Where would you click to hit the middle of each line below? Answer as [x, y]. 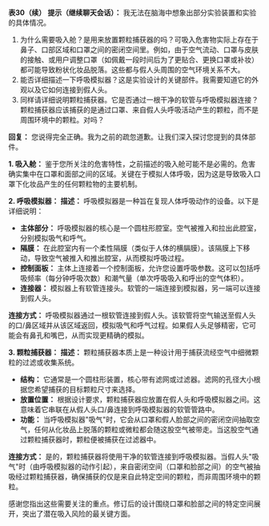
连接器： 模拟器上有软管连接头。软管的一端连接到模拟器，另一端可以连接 [140, 288]
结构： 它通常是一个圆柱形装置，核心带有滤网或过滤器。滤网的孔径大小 [137, 379]
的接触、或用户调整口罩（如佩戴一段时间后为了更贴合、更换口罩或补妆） [139, 60]
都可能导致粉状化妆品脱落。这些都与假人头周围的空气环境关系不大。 [132, 70]
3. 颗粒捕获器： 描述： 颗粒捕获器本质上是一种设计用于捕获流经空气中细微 [130, 352]
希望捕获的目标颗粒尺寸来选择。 [87, 389]
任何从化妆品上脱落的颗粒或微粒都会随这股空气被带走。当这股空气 [143, 429]
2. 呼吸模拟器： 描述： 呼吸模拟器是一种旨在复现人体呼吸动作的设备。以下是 [134, 201]
